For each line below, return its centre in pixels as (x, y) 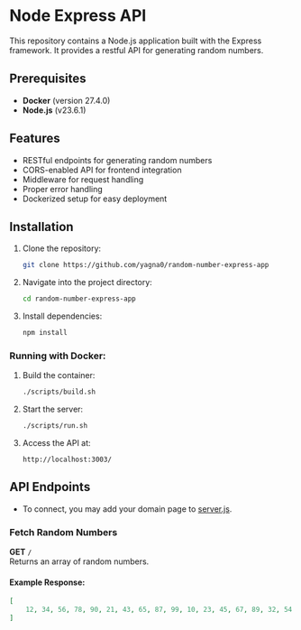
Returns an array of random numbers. (79, 561)
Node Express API (78, 16)
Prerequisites (48, 79)
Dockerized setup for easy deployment (95, 199)
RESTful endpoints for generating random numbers (117, 160)
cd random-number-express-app (79, 299)
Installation (41, 227)
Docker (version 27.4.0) (66, 100)
